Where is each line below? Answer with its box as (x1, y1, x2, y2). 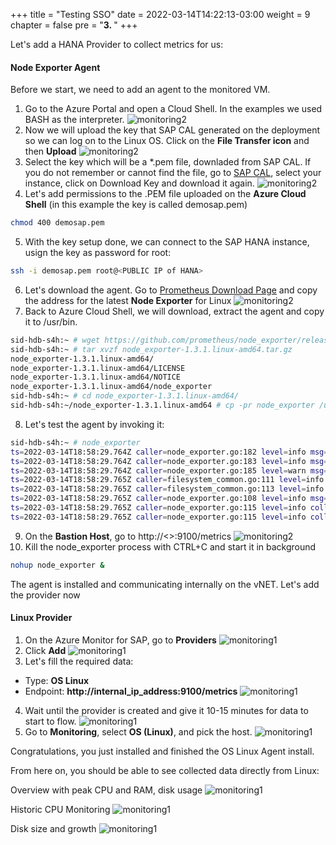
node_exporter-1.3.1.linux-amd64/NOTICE (10, 372, 182, 383)
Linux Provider (10, 612, 73, 624)
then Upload (24, 145, 77, 158)
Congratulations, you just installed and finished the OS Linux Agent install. (10, 745, 315, 757)
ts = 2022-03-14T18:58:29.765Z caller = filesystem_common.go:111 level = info (10, 475, 325, 485)
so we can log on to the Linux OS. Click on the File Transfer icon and (24, 135, 310, 147)
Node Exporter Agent (10, 61, 101, 73)
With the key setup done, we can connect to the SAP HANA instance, (24, 236, 310, 248)
